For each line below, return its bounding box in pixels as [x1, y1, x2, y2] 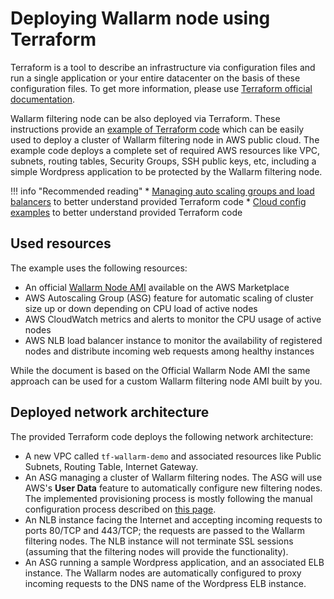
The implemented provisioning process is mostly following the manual [24, 492, 313, 504]
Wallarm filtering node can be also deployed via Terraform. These [10, 112, 281, 124]
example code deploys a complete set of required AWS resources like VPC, [10, 144, 321, 156]
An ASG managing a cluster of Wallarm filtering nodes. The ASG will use [24, 471, 323, 483]
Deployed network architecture [10, 404, 210, 421]
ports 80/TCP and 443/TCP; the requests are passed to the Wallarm [24, 524, 306, 536]
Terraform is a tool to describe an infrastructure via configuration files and [10, 61, 316, 73]
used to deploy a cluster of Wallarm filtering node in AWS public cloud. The [10, 133, 320, 146]
